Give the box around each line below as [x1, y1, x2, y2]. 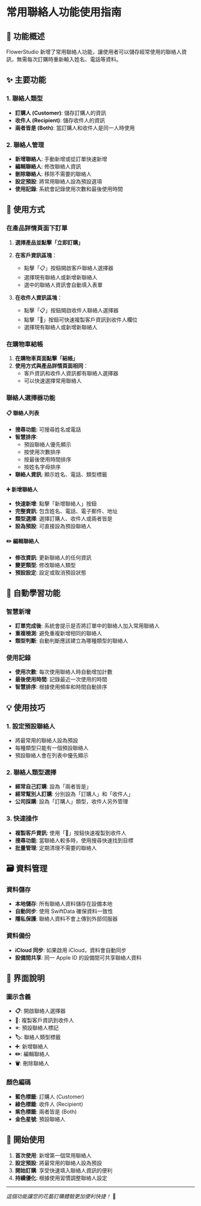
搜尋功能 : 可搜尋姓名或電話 [14, 426, 81, 433]
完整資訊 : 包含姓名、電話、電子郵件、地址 [14, 508, 118, 515]
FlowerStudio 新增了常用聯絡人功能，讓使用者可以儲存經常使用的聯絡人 [6, 49, 182, 55]
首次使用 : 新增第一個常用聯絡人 [14, 1151, 92, 1159]
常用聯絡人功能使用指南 [6, 5, 122, 19]
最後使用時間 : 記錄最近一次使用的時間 [14, 676, 108, 683]
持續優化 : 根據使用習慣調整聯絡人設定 [14, 1174, 108, 1181]
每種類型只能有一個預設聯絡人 [14, 744, 89, 752]
